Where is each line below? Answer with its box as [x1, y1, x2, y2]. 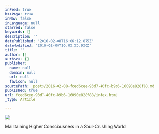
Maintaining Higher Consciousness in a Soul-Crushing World [5, 124, 126, 130]
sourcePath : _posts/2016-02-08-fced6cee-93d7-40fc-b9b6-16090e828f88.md [5, 83, 155, 89]
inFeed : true [5, 7, 31, 12]
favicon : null [9, 79, 38, 84]
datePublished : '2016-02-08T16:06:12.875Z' [5, 39, 94, 44]
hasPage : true [5, 12, 34, 16]
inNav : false [5, 16, 31, 21]
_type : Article [5, 97, 36, 102]
